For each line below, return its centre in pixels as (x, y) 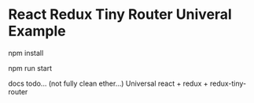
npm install (26, 53)
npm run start (30, 68)
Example (37, 31)
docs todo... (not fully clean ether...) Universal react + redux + (108, 83)
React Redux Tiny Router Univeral (120, 15)
